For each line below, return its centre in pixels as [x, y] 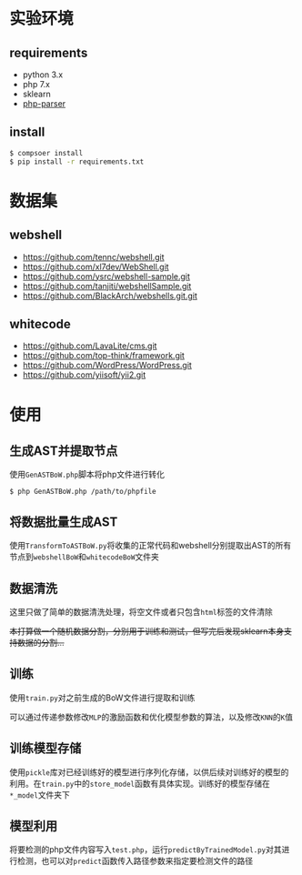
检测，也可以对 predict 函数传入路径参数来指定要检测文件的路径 [135, 861]
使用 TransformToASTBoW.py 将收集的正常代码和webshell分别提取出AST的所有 [151, 546]
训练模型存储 [45, 748]
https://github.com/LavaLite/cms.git [90, 346]
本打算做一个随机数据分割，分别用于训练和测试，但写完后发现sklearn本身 [147, 631]
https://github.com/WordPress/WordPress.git [107, 366]
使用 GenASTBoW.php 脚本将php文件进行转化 [87, 475]
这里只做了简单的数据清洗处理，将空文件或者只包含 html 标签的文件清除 [141, 612]
